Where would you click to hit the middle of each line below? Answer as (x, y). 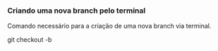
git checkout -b (30, 40)
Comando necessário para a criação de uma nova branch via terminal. (109, 26)
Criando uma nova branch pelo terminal (77, 11)
